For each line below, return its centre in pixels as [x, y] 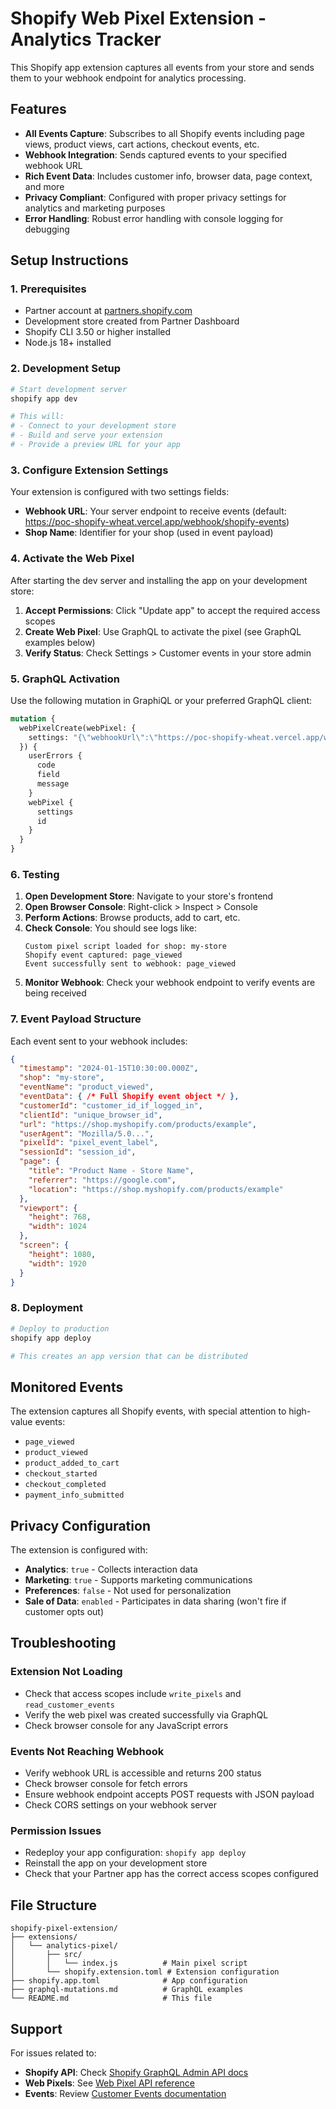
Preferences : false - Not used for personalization [128, 1591]
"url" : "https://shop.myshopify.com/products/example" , [138, 1124]
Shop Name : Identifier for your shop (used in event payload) [149, 533]
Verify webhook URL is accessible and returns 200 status [143, 1773]
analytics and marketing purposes [95, 208]
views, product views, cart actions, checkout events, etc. [142, 144]
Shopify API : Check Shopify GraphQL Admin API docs [136, 2072]
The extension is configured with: [79, 1550]
